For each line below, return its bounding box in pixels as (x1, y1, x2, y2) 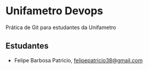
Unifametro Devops (5, 4, 103, 18)
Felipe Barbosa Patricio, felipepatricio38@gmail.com (14, 56, 143, 63)
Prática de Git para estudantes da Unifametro (5, 24, 116, 31)
